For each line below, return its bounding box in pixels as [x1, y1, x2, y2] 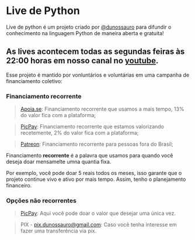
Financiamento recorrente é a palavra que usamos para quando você [6, 152, 173, 159]
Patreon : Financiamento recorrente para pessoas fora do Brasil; [20, 140, 173, 148]
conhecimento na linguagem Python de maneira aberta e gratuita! [6, 29, 165, 36]
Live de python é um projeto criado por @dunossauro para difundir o [6, 23, 172, 30]
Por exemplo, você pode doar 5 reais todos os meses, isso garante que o [6, 170, 182, 177]
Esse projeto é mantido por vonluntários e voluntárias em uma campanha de [6, 71, 190, 78]
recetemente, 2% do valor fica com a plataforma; [20, 129, 139, 136]
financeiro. [6, 182, 32, 189]
